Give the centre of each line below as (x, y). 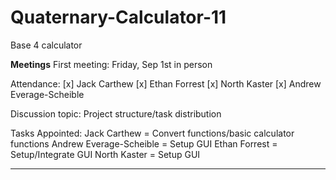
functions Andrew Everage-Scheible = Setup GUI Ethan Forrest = (144, 143)
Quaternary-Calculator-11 (118, 17)
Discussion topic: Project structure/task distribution (116, 113)
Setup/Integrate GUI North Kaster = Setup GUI (105, 154)
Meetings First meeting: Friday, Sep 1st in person (111, 64)
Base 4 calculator (46, 45)
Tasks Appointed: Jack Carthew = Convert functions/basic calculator (152, 133)
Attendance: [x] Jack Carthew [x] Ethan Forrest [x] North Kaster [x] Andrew (166, 83)
